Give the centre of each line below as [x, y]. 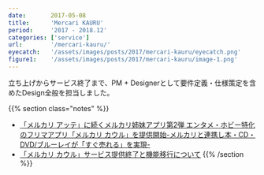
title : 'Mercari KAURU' [56, 23]
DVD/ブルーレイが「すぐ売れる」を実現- [85, 144]
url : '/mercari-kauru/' [59, 45]
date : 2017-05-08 [47, 15]
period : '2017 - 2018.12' [58, 30]
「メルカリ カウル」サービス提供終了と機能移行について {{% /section [132, 154]
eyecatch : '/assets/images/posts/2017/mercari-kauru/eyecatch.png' [125, 52]
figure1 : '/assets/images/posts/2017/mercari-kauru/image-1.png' [123, 60]
